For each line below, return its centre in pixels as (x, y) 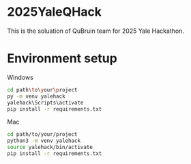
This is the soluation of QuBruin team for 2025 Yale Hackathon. (95, 31)
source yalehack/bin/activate (50, 148)
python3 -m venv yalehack (44, 141)
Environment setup (62, 58)
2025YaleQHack (55, 12)
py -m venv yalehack (36, 96)
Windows (20, 77)
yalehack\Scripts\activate (45, 102)
